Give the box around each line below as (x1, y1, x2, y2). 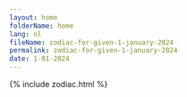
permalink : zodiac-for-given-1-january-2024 (9, 46, 178, 55)
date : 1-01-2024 (9, 54, 70, 63)
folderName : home (9, 21, 74, 30)
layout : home (9, 12, 58, 22)
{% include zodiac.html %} (9, 79, 108, 89)
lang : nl (9, 29, 42, 38)
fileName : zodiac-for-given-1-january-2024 (9, 37, 174, 47)
